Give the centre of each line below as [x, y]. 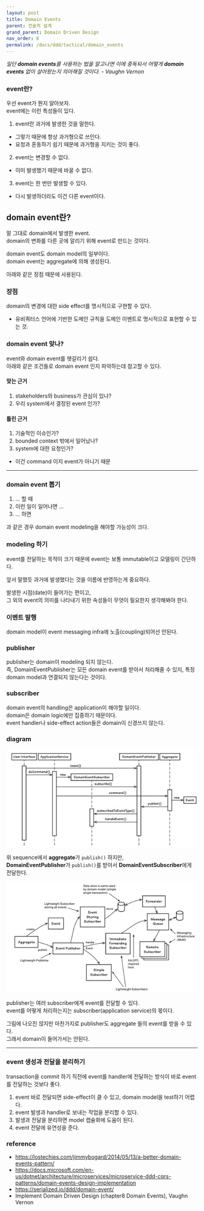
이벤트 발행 [22, 617]
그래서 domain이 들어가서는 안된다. [48, 1039]
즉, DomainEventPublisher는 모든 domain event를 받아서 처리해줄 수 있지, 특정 [101, 670]
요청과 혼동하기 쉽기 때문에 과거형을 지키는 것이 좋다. [77, 145]
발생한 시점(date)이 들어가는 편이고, [49, 592]
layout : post [23, 13]
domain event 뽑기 [33, 485]
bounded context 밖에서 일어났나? [56, 441]
